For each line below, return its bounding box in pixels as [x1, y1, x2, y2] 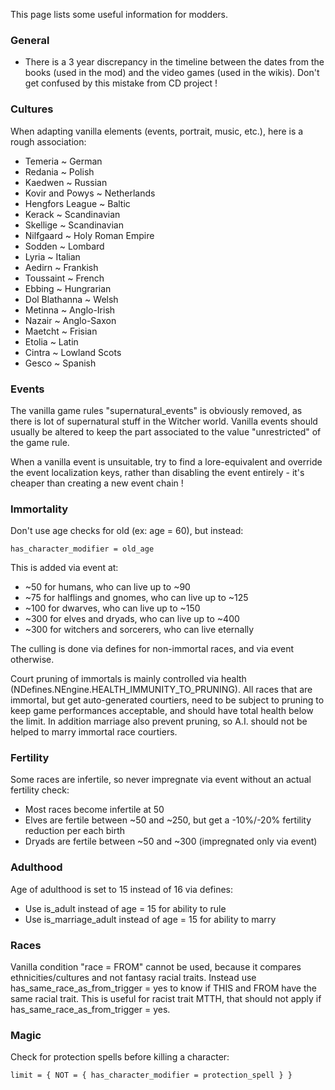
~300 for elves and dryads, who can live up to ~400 [24, 613, 240, 625]
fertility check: [10, 784, 70, 796]
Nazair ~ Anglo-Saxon [24, 314, 117, 326]
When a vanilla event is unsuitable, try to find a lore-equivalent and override [10, 455, 323, 468]
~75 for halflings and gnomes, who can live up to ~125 [24, 592, 249, 604]
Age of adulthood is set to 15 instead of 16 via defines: [10, 883, 234, 895]
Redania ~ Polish [24, 165, 95, 178]
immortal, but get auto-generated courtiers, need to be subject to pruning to [10, 694, 325, 706]
